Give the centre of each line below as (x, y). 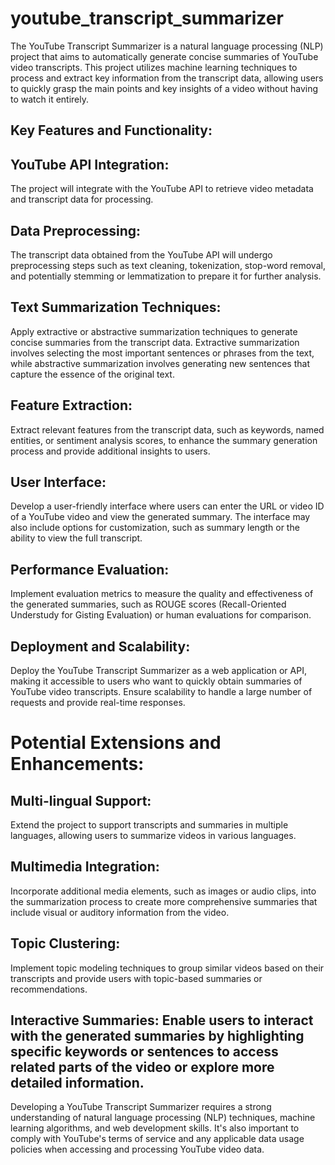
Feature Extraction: (71, 405)
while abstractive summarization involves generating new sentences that (160, 363)
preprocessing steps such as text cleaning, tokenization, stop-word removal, (168, 265)
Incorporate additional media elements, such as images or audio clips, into (163, 891)
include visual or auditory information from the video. (120, 912)
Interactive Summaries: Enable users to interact (162, 1020)
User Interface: (58, 482)
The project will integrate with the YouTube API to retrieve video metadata (162, 189)
